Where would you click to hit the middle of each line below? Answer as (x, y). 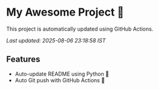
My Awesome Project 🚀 (65, 12)
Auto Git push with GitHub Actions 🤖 (60, 80)
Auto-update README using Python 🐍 (62, 74)
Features (23, 59)
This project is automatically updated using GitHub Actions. (80, 29)
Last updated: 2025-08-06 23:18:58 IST (56, 40)
